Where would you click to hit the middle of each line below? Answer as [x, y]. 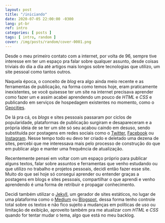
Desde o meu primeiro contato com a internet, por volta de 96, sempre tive [81, 56]
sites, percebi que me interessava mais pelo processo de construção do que [83, 143]
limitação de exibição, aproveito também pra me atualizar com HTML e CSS [82, 210]
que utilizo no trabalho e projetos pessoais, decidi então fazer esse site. [78, 169]
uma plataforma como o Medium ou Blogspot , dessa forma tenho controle [80, 199]
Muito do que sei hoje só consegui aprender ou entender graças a [72, 174]
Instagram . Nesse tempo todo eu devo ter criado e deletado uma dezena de [82, 138]
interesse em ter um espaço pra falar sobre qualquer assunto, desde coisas [82, 61]
